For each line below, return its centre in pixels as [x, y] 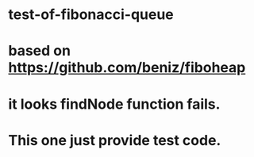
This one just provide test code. [115, 140]
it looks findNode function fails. [114, 104]
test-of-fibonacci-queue [91, 15]
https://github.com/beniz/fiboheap [127, 68]
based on [40, 51]
